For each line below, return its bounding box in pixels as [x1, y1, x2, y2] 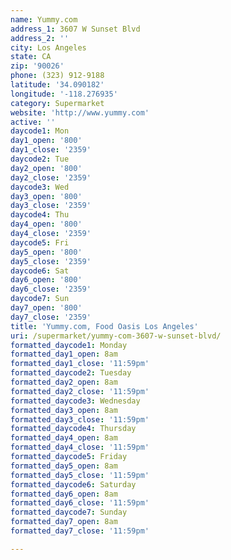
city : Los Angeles [10, 42, 87, 53]
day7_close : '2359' [10, 312, 92, 322]
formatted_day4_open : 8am [10, 433, 118, 443]
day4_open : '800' [10, 219, 83, 230]
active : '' [10, 117, 56, 127]
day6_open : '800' [10, 275, 83, 285]
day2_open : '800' [10, 163, 83, 173]
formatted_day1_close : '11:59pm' [10, 359, 150, 369]
